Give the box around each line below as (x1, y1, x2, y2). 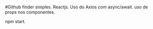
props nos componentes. (5, 9, 55, 15)
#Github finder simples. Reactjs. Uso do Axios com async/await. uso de (5, 4, 148, 10)
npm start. (5, 19, 26, 24)
